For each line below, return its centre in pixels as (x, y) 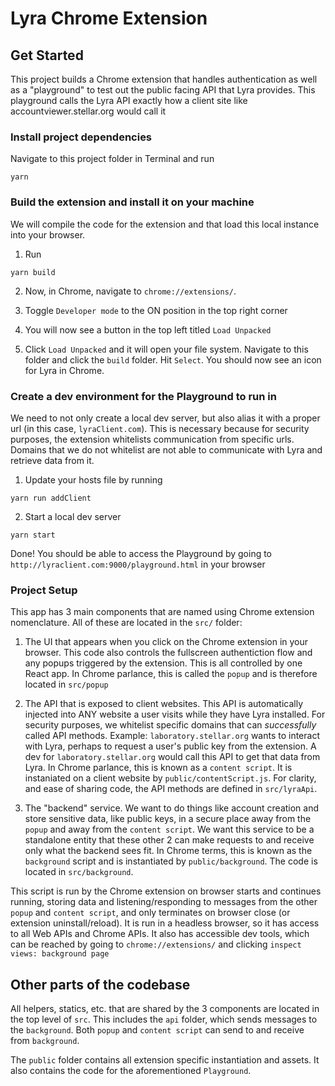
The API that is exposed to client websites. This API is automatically (164, 704)
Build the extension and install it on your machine (132, 202)
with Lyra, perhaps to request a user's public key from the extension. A (170, 746)
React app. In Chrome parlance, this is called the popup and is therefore (171, 674)
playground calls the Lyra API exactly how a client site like (129, 100)
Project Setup (44, 590)
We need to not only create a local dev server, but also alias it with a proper (165, 418)
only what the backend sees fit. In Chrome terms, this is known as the (168, 851)
